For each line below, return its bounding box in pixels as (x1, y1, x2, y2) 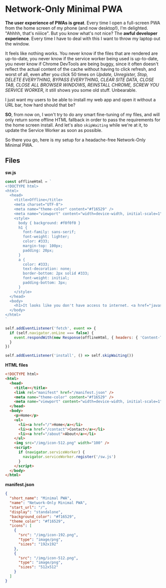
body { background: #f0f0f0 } (18, 220, 81, 225)
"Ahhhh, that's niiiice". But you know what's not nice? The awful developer (5, 30, 158, 36)
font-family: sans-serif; (23, 230, 77, 235)
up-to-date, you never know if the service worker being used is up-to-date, (5, 55, 159, 61)
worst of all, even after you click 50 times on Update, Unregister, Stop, (5, 71, 148, 77)
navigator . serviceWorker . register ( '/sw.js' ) (23, 454, 116, 459)
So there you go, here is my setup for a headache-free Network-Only (5, 137, 146, 143)
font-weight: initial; (23, 276, 70, 281)
